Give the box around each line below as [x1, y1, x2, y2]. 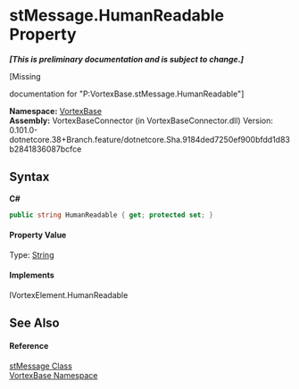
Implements [9, 269, 55, 281]
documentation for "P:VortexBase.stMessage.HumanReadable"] [9, 88, 245, 99]
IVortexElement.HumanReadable [9, 290, 129, 301]
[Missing [9, 70, 42, 81]
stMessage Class [9, 360, 73, 371]
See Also [9, 316, 60, 331]
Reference [9, 341, 49, 352]
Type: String [9, 249, 54, 260]
